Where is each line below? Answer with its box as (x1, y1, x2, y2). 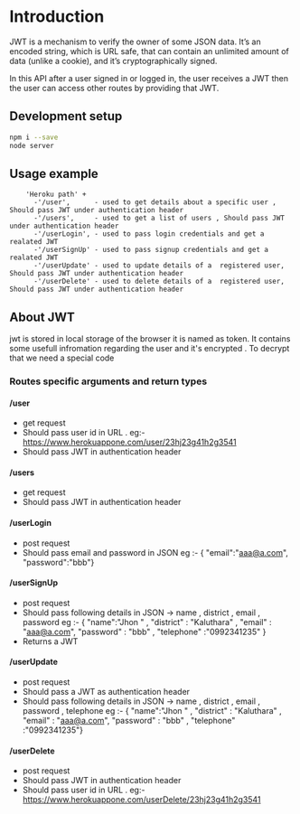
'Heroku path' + (25, 190, 88, 200)
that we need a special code (9, 352, 115, 363)
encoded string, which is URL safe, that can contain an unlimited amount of (9, 45, 289, 56)
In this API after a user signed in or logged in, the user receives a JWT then (9, 72, 289, 83)
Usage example (9, 165, 99, 182)
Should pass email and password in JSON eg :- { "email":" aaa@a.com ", (22, 547, 289, 557)
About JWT (9, 309, 75, 324)
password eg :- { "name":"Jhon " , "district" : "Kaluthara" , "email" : (22, 616, 272, 627)
